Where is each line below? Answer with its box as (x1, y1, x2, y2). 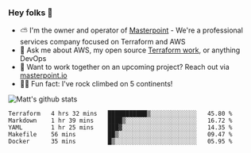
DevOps (19, 54, 47, 63)
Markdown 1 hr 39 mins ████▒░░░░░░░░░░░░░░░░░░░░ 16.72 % (8, 117, 233, 125)
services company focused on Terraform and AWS (19, 37, 186, 47)
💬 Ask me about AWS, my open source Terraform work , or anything (19, 45, 241, 55)
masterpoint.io (19, 71, 68, 80)
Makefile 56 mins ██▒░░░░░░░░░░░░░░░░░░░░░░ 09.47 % (8, 131, 233, 139)
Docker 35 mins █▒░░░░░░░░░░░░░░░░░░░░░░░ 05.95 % (8, 138, 233, 146)
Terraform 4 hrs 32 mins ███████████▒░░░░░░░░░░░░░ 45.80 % (8, 110, 233, 118)
